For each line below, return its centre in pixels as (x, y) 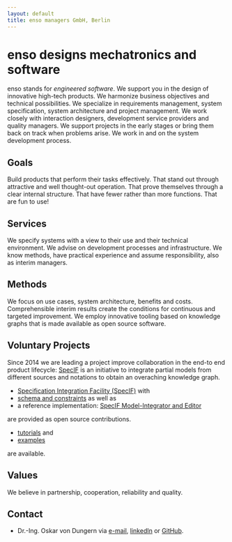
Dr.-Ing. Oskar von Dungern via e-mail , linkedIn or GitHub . (100, 531)
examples (31, 439)
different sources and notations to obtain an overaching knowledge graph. (114, 377)
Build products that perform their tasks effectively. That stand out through (113, 179)
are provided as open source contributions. (69, 419)
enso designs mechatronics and (102, 55)
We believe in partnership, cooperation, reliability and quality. (95, 492)
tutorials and (35, 432)
